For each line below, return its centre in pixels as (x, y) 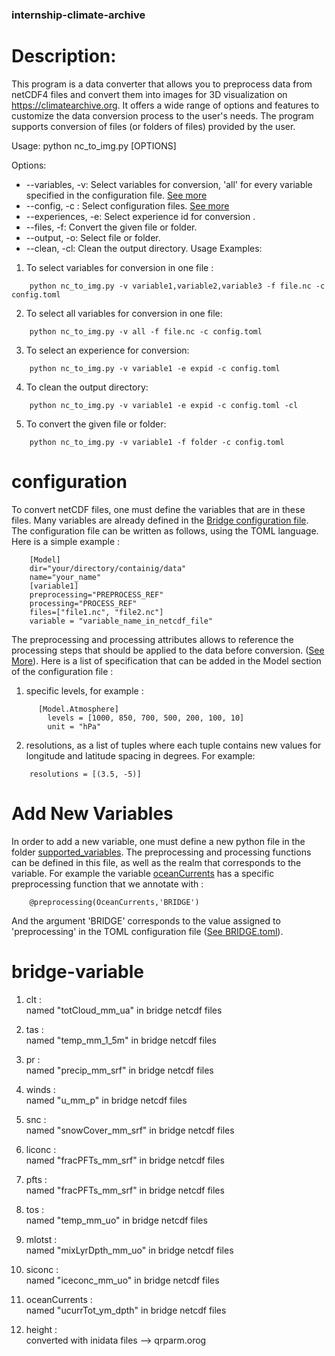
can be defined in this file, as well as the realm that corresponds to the (156, 862)
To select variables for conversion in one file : (119, 267)
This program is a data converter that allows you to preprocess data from (162, 84)
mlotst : (41, 1239)
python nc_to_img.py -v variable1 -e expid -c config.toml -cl (164, 405)
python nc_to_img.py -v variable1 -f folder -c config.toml (157, 442)
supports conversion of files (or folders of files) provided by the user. (153, 126)
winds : (40, 1089)
